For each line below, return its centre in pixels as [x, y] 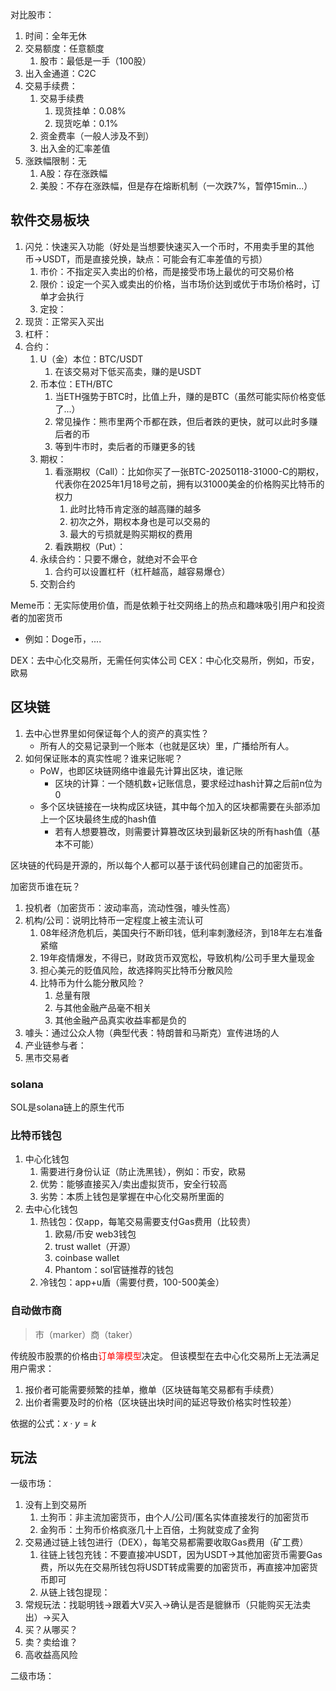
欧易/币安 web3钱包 [95, 1234]
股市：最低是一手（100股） [95, 61]
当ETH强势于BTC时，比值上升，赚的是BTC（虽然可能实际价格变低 [190, 396]
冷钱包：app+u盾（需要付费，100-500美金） [132, 1282]
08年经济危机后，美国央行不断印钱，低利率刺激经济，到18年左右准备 [181, 932]
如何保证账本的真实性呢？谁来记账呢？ [103, 758]
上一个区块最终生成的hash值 [98, 819]
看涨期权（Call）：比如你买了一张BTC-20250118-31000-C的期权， [189, 471]
